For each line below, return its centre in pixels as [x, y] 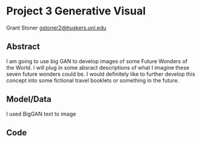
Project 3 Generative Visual [76, 11]
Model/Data [29, 100]
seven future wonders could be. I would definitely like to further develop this [101, 74]
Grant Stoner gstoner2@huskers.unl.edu [56, 28]
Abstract [23, 47]
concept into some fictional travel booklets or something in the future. [93, 80]
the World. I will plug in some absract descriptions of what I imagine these [98, 67]
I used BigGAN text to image [41, 114]
